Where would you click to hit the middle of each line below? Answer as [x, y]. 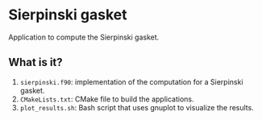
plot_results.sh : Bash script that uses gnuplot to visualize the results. [137, 107]
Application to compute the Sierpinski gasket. [84, 37]
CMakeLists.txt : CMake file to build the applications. [107, 99]
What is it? [35, 62]
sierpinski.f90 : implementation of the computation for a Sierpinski [131, 81]
